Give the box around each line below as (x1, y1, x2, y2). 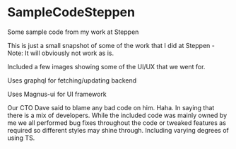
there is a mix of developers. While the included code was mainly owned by (7, 111, 228, 119)
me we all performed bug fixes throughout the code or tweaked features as (7, 118, 226, 127)
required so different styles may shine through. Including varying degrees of (7, 126, 230, 134)
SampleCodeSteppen (7, 4, 136, 20)
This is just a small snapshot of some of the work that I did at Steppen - (7, 41, 216, 49)
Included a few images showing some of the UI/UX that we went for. (7, 62, 206, 71)
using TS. (7, 133, 35, 142)
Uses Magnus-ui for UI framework (7, 90, 107, 98)
